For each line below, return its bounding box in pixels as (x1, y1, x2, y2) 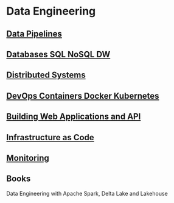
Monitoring (6, 152, 50, 163)
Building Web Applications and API (6, 112, 141, 122)
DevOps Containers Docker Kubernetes (6, 90, 159, 101)
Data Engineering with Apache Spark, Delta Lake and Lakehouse (6, 190, 169, 197)
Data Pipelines (6, 29, 63, 39)
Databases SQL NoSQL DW (6, 49, 111, 59)
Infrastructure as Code (6, 132, 94, 143)
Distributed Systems (6, 70, 86, 80)
